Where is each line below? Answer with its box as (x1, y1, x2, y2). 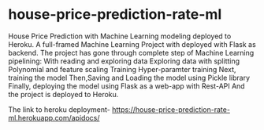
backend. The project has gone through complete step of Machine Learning (8, 48, 255, 57)
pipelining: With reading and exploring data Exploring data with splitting (8, 56, 240, 66)
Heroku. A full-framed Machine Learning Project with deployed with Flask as (8, 39, 256, 49)
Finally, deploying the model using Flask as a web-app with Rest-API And (8, 81, 246, 91)
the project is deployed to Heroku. (8, 89, 119, 99)
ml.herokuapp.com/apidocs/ (8, 113, 100, 122)
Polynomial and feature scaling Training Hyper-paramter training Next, (8, 64, 236, 74)
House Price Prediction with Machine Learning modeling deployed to (8, 31, 232, 41)
